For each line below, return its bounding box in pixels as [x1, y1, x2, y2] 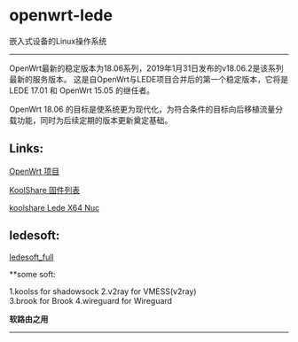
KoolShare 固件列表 [9, 184, 81, 195]
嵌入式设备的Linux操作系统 [9, 35, 107, 46]
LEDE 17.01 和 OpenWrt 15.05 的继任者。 [9, 85, 155, 96]
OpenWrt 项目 [9, 166, 60, 176]
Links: [9, 141, 44, 156]
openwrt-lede [9, 5, 114, 26]
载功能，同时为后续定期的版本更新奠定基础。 [9, 114, 173, 125]
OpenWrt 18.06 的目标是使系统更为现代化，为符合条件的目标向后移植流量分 [9, 104, 284, 114]
